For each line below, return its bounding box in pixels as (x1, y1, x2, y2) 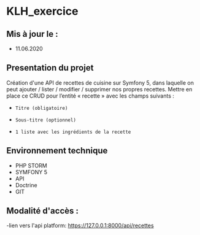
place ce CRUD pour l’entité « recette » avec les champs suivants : (6, 92, 175, 99)
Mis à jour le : (6, 29, 58, 39)
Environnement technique (6, 145, 108, 156)
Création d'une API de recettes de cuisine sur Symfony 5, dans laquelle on (6, 79, 194, 87)
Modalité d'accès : (6, 206, 79, 216)
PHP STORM (15, 161, 47, 169)
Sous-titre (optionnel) (15, 117, 77, 123)
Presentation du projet (6, 63, 94, 73)
